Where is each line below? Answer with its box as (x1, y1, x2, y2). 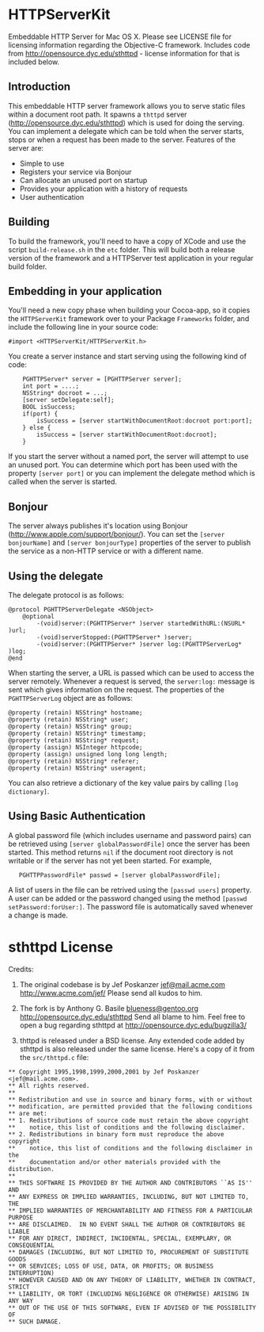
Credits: (8, 964, 34, 974)
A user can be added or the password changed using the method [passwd (8, 894, 247, 903)
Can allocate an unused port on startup (19, 175, 148, 185)
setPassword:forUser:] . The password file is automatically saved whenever (8, 901, 254, 911)
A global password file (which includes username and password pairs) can (8, 830, 251, 840)
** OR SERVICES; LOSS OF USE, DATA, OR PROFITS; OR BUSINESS (8, 1262, 214, 1270)
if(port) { (22, 410, 58, 418)
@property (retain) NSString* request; (8, 737, 140, 744)
